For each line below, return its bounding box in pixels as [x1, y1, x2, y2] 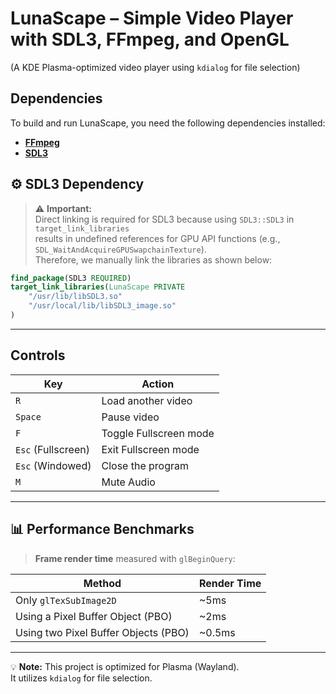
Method [83, 576, 122, 590]
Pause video [101, 410, 160, 424]
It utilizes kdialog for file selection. [10, 672, 153, 684]
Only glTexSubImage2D [15, 593, 117, 607]
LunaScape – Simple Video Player [10, 7, 294, 30]
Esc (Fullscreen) [15, 442, 90, 456]
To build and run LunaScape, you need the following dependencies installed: [10, 117, 326, 129]
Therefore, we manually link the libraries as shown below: [34, 253, 273, 266]
